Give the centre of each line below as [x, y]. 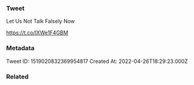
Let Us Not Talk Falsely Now [41, 21]
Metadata [20, 48]
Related [18, 77]
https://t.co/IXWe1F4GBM [37, 33]
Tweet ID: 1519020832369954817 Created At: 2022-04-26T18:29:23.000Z [97, 61]
